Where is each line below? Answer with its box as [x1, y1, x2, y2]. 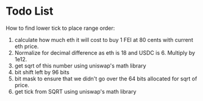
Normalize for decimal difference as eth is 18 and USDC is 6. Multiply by [14, 49, 196, 56]
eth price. [14, 43, 39, 50]
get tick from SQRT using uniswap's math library [14, 88, 137, 95]
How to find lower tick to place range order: [5, 24, 115, 32]
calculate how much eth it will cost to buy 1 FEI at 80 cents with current [14, 36, 193, 43]
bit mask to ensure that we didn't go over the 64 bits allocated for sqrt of [14, 75, 198, 82]
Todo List [5, 4, 54, 18]
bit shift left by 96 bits [14, 68, 69, 75]
